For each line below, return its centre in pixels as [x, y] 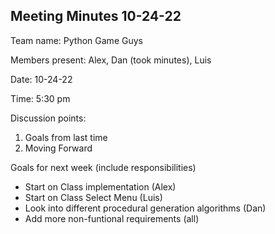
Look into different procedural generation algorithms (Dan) [145, 208]
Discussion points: [48, 118]
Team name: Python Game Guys [76, 40]
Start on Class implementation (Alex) [100, 186]
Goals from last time [66, 137]
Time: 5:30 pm [40, 98]
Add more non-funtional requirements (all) [112, 218]
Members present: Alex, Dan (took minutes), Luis [111, 60]
